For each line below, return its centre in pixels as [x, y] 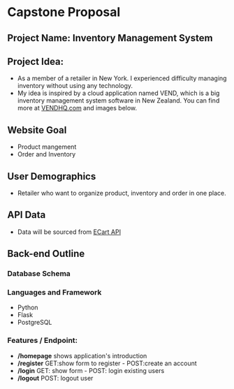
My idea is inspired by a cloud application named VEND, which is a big [118, 93]
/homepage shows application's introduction [82, 355]
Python [28, 307]
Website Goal [37, 130]
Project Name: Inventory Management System [110, 38]
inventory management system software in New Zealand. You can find [118, 101]
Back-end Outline [46, 254]
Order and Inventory [46, 154]
